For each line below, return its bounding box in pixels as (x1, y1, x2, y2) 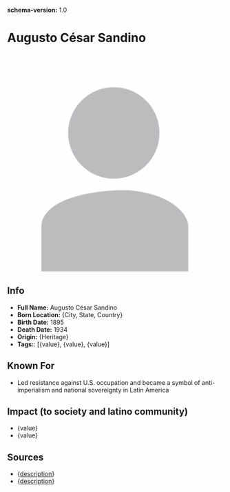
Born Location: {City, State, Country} (17, 310, 123, 319)
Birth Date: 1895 (17, 318, 64, 326)
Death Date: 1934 (17, 325, 67, 334)
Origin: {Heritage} (17, 332, 69, 341)
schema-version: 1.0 (7, 6, 67, 14)
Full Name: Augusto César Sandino (17, 303, 118, 312)
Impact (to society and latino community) (7, 406, 188, 417)
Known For (7, 360, 55, 372)
